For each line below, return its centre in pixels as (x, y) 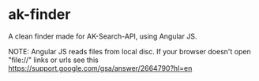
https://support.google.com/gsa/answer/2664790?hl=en (100, 68)
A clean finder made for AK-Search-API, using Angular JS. (103, 36)
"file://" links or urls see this (53, 60)
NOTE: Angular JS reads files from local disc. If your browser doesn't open (129, 51)
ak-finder (39, 15)
